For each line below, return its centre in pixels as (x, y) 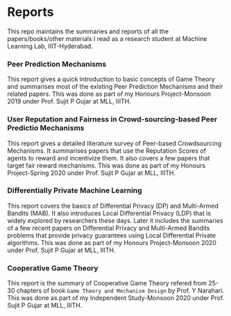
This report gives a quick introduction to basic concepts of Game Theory (111, 79)
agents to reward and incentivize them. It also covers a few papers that (109, 158)
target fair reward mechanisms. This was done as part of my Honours (106, 165)
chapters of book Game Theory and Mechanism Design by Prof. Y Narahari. (120, 291)
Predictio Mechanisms (46, 128)
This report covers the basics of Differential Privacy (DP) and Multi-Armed (113, 206)
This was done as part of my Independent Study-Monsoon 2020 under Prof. (116, 298)
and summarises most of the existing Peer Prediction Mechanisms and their (115, 87)
